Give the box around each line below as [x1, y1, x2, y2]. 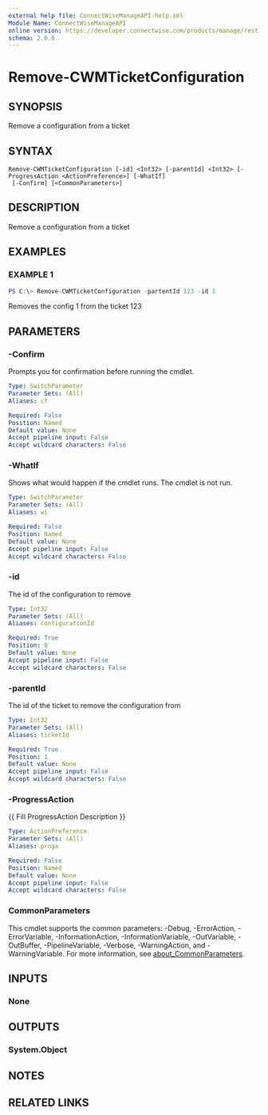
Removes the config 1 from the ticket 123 [8, 301, 142, 311]
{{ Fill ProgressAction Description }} [8, 812, 126, 821]
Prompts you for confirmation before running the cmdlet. [8, 367, 195, 376]
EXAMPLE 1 [8, 269, 54, 280]
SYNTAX [8, 144, 53, 158]
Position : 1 [8, 753, 48, 761]
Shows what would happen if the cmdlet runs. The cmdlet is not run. [8, 478, 233, 487]
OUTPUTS [8, 1020, 60, 1034]
